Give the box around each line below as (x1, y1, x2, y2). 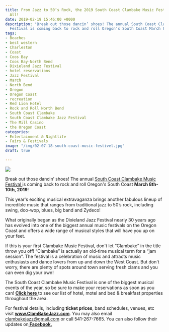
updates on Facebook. (5, 321, 52, 327)
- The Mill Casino (5, 120, 44, 125)
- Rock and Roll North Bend (5, 106, 64, 111)
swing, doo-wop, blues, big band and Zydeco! (5, 207, 101, 213)
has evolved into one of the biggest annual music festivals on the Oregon (5, 222, 157, 228)
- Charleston (5, 45, 33, 50)
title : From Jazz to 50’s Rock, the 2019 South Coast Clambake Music (5, 7, 154, 13)
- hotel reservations (5, 69, 51, 74)
